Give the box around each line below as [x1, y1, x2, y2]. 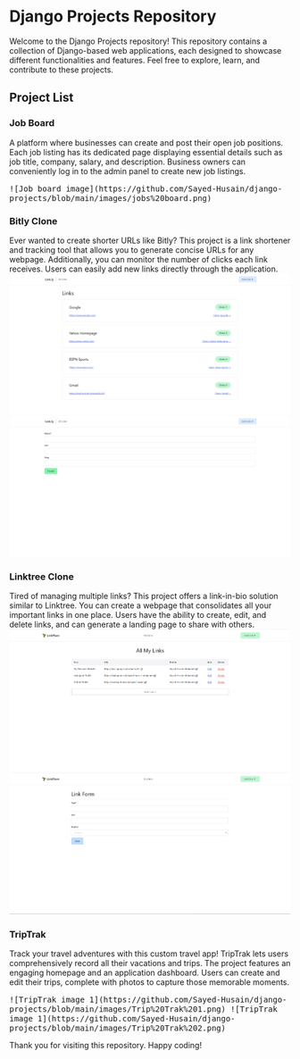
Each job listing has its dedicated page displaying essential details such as [9, 146, 283, 157]
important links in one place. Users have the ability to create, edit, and [9, 610, 267, 621]
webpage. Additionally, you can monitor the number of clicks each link [9, 254, 268, 264]
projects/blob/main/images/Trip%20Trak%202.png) [9, 1023, 226, 1033]
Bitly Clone [9, 214, 58, 227]
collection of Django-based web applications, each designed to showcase [9, 45, 282, 55]
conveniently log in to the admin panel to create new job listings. [9, 165, 246, 176]
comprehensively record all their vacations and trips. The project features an [9, 958, 291, 969]
